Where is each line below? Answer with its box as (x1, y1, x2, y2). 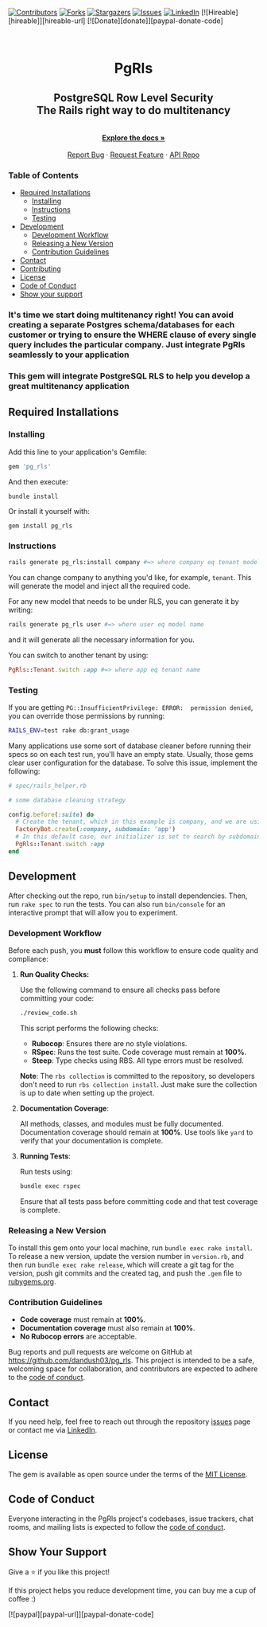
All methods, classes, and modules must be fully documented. (19, 1119, 224, 1128)
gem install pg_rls (8, 522, 73, 530)
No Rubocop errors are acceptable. (19, 1331, 137, 1342)
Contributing (19, 264, 61, 274)
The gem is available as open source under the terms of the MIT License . (8, 1469, 248, 1479)
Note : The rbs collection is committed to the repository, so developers (19, 1071, 256, 1080)
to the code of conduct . (8, 1373, 86, 1382)
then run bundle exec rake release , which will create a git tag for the (8, 1260, 234, 1269)
